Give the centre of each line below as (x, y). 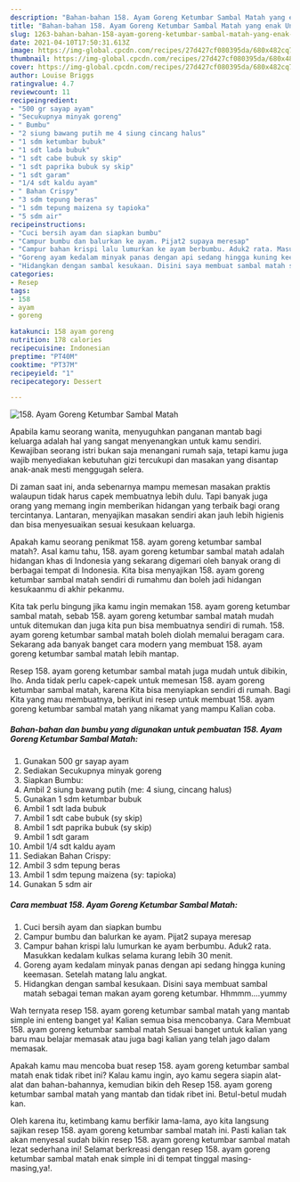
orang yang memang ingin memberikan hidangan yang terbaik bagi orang (145, 506)
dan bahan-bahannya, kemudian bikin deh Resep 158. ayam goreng (149, 1085)
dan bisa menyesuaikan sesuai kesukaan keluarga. (103, 525)
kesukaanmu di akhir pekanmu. (67, 590)
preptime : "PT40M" (44, 356)
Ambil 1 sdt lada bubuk (65, 809)
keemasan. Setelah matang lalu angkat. (95, 974)
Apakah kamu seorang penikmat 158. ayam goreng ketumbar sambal (136, 542)
